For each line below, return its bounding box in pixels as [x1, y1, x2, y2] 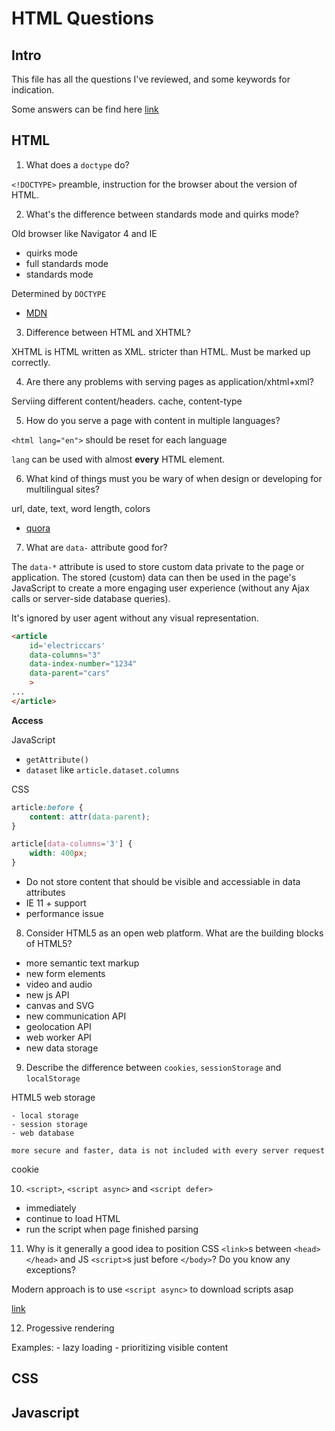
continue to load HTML [25, 1213, 121, 1225]
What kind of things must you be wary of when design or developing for [25, 472, 323, 484]
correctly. [11, 356, 51, 368]
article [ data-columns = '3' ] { [11, 839, 133, 849]
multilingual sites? [25, 483, 100, 495]
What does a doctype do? [25, 158, 130, 171]
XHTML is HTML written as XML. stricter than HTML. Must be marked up [11, 345, 311, 357]
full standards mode [25, 257, 109, 269]
